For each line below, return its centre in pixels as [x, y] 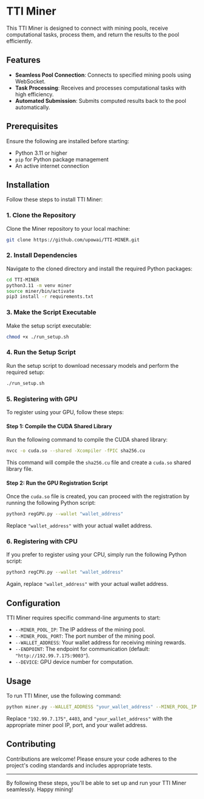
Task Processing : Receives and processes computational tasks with [100, 88]
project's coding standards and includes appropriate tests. [80, 765]
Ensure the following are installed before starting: [68, 141]
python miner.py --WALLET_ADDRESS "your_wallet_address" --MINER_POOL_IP [102, 707]
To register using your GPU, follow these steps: [65, 412]
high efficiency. [34, 94]
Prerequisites [32, 126]
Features [23, 60]
